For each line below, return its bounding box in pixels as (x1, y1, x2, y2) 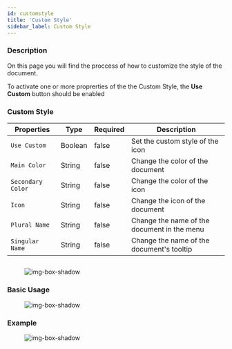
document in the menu (130, 224, 204, 234)
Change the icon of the (130, 196, 206, 205)
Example (7, 318, 37, 328)
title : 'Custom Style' (7, 17, 72, 23)
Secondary (10, 178, 43, 185)
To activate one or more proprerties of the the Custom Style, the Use (7, 82, 203, 91)
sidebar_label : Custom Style (7, 23, 91, 30)
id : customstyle (7, 10, 54, 17)
